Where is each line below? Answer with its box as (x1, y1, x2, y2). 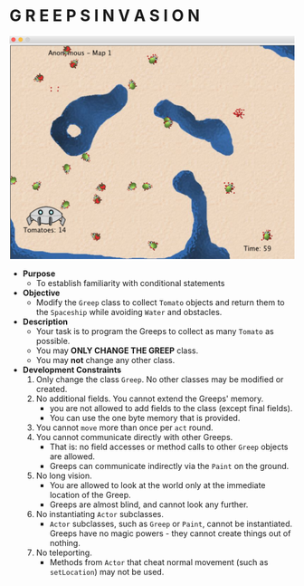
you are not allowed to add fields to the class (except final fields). (49, 402, 293, 413)
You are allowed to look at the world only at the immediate (49, 479, 266, 490)
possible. (35, 335, 71, 346)
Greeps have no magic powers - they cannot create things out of (49, 527, 291, 539)
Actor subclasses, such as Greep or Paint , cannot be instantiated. (49, 518, 293, 529)
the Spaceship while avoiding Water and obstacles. (35, 306, 223, 317)
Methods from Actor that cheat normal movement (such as (49, 556, 269, 567)
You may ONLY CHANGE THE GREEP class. (35, 345, 199, 356)
